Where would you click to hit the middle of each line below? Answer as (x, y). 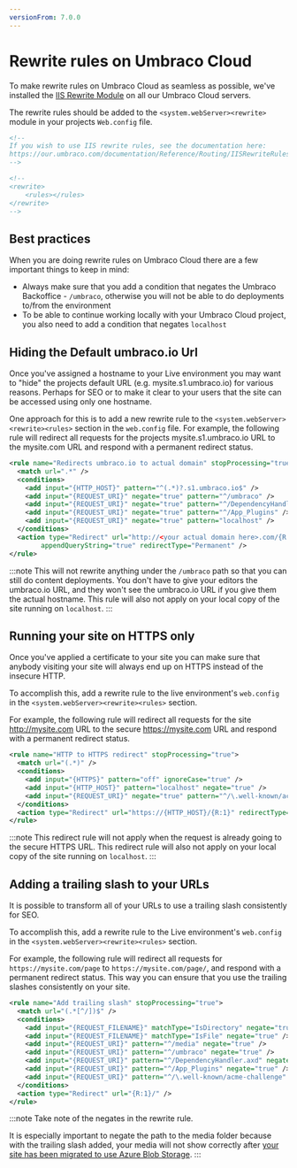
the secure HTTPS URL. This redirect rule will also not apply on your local (143, 847)
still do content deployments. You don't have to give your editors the (133, 580)
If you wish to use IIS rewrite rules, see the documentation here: (138, 146)
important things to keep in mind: (69, 270)
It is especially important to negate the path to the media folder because (141, 1136)
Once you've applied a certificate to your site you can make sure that (135, 657)
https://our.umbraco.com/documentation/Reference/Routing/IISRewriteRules (150, 154)
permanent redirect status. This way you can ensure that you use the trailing (148, 978)
